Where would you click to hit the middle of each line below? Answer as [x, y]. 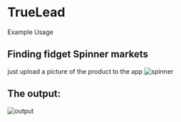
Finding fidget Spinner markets [78, 54]
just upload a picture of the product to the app [75, 71]
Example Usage [30, 32]
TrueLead [36, 12]
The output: [34, 94]
